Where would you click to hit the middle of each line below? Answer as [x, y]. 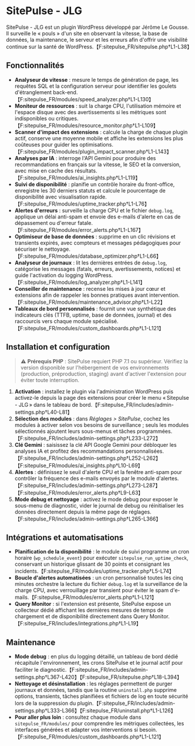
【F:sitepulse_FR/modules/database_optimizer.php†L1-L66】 [88, 256]
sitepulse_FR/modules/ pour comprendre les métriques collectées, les [99, 724]
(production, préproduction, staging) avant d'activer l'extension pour [103, 374]
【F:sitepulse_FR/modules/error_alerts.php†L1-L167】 [79, 230]
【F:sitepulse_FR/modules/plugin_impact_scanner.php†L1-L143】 [93, 151]
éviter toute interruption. [50, 380]
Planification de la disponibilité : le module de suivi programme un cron [102, 552]
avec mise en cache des [44, 170]
